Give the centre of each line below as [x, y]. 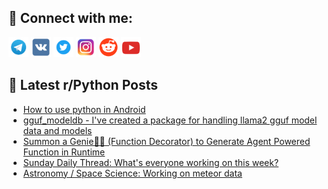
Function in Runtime [64, 152]
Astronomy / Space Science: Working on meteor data [132, 173]
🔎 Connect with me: [70, 18]
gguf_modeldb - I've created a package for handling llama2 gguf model [170, 120]
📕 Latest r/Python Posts [83, 85]
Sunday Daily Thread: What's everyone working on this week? [151, 162]
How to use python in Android [84, 109]
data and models [57, 130]
